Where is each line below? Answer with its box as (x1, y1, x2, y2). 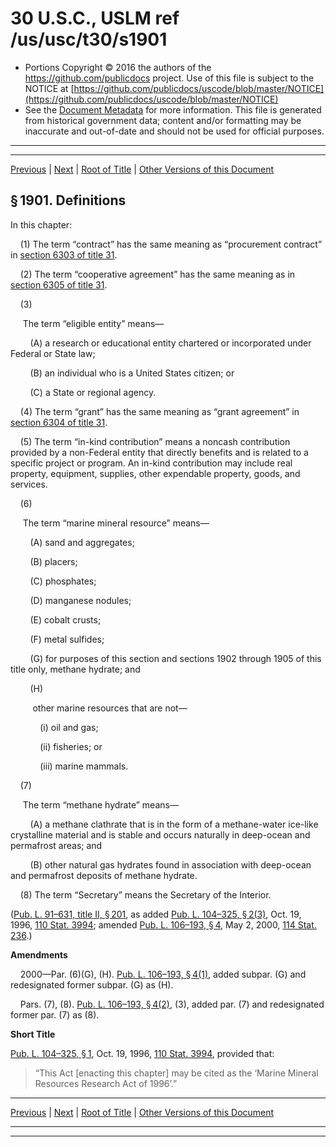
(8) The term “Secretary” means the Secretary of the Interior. (19, 888, 272, 901)
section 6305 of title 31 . (10, 278, 108, 291)
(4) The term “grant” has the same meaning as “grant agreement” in (19, 405, 300, 417)
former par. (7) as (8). (10, 1008, 100, 1021)
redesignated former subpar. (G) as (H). (10, 978, 174, 991)
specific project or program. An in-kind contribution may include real (10, 457, 293, 469)
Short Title (10, 1028, 56, 1040)
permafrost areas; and (10, 839, 103, 851)
